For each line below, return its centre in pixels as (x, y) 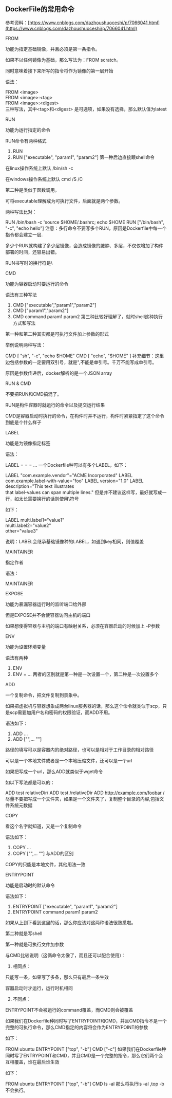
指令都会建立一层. (24, 234)
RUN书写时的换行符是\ (29, 263)
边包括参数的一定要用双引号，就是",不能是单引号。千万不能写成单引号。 (81, 362)
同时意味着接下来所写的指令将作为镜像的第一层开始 (59, 70)
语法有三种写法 (21, 295)
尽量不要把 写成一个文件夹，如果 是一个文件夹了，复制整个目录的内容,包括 (83, 799)
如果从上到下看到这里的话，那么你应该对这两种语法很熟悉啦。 (71, 922)
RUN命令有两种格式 (26, 141)
